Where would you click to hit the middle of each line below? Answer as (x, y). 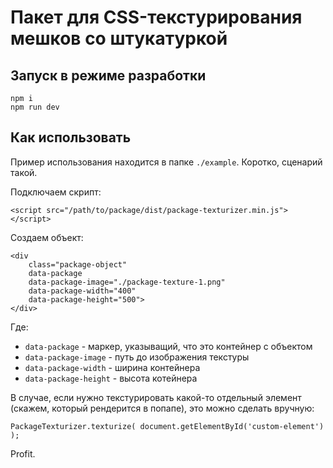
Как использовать (71, 137)
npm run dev (35, 107)
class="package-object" (78, 264)
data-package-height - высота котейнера (111, 378)
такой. (24, 172)
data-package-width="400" (82, 291)
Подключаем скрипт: (56, 192)
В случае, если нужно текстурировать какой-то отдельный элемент (156, 397)
